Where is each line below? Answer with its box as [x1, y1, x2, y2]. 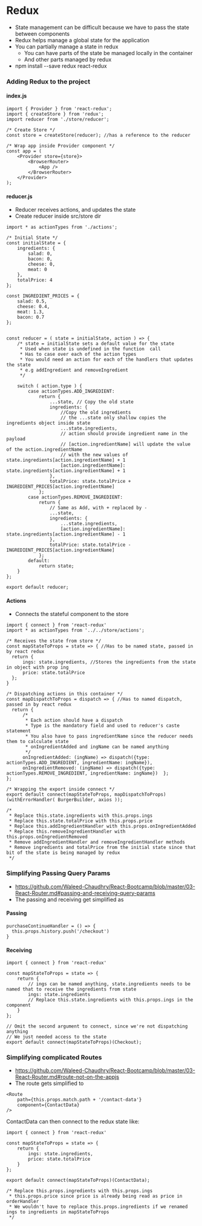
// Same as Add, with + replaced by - [49, 505, 148, 511]
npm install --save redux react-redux [15, 62, 108, 70]
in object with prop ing [6, 664, 69, 670]
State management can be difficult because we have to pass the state [15, 24, 189, 31]
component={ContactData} [17, 1102, 80, 1108]
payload [6, 436, 26, 442]
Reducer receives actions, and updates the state [15, 206, 136, 214]
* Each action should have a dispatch [25, 718, 123, 724]
